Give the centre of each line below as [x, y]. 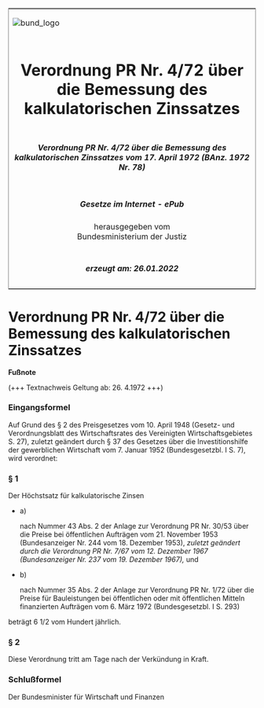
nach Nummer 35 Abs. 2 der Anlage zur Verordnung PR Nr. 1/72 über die [137, 590]
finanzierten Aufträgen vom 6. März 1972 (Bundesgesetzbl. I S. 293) [130, 607]
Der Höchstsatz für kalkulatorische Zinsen [76, 496]
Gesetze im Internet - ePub [132, 204]
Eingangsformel [39, 408]
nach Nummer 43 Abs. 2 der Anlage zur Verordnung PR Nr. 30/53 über [134, 526]
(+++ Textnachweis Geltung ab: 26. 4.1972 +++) [86, 387]
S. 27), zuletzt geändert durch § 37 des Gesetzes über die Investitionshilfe [128, 441]
